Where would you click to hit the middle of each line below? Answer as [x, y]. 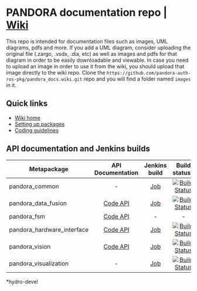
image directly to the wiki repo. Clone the [56, 72]
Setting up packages [40, 124]
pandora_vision [30, 246]
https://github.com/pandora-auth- [149, 73]
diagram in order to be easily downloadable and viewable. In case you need [97, 60]
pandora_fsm [27, 216]
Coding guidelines [36, 130]
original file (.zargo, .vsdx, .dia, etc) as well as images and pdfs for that [91, 53]
